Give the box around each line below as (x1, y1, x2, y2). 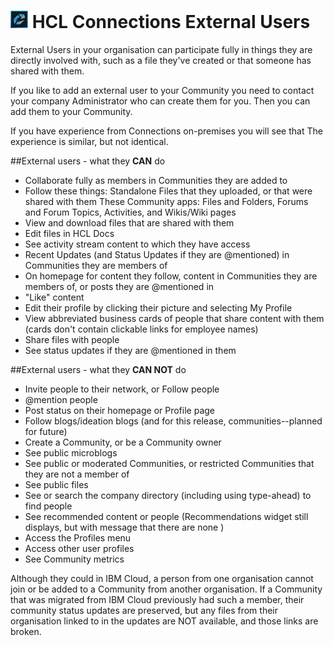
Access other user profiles (24, 542, 135, 554)
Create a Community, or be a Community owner (24, 436, 222, 448)
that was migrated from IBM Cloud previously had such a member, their (10, 593, 305, 605)
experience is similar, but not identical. (10, 135, 169, 147)
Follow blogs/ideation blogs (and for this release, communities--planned (24, 415, 323, 427)
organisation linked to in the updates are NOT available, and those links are (10, 615, 319, 627)
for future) (24, 425, 68, 437)
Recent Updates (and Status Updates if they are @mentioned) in (24, 248, 290, 260)
